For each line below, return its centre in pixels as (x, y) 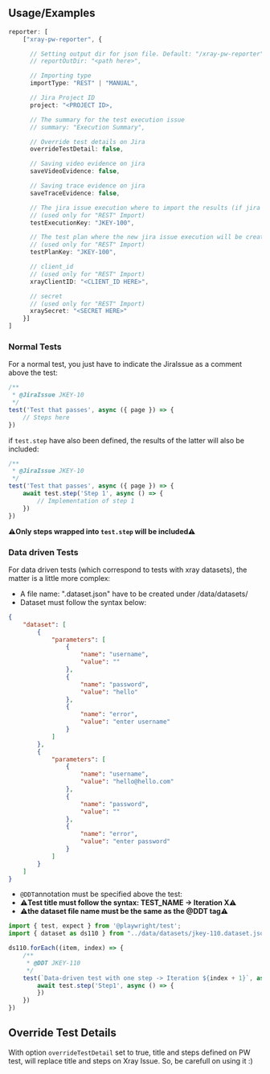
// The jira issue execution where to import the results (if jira (145, 208)
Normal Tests (35, 347)
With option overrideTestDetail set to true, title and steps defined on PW (129, 1052)
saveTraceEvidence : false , (75, 193)
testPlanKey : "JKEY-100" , (73, 253)
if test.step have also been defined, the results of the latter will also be (127, 440)
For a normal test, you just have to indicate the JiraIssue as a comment (125, 364)
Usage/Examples (52, 13)
